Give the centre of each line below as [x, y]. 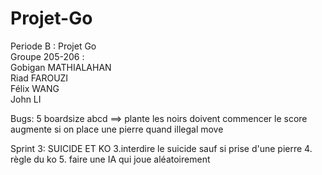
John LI [26, 99]
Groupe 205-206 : [47, 56]
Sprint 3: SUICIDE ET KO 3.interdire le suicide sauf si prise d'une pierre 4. [161, 148]
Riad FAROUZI [39, 78]
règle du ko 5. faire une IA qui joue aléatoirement [110, 159]
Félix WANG [35, 88]
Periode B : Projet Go [53, 46]
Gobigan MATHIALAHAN [61, 67]
